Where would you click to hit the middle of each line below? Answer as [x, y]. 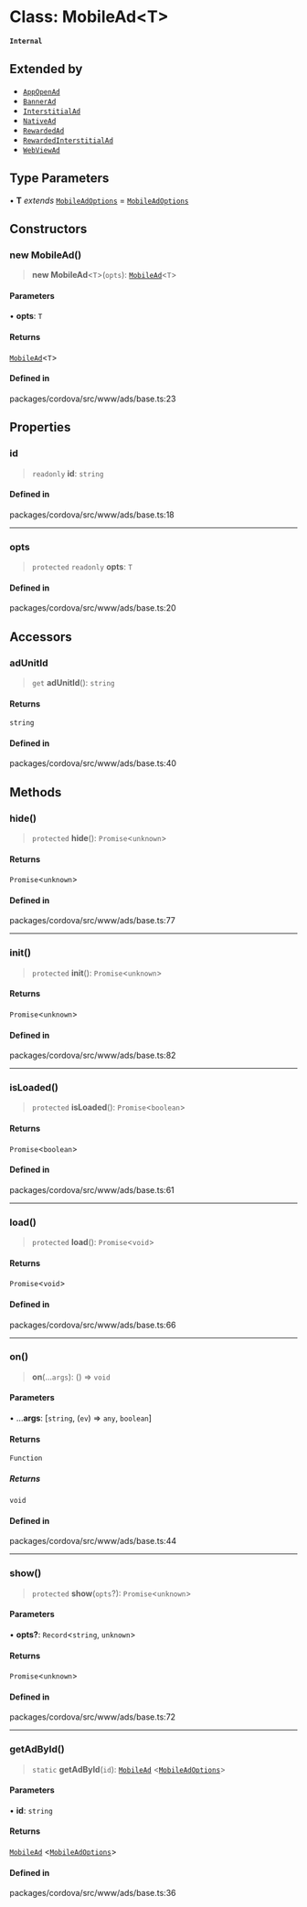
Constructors [48, 229]
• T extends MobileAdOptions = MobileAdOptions [99, 200]
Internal [26, 41]
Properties [40, 427]
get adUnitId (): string [73, 682]
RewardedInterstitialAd [68, 140]
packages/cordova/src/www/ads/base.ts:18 [92, 515]
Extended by [46, 69]
